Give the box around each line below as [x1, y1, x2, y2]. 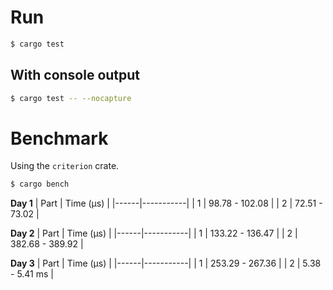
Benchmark [10, 127, 109, 150]
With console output [10, 67, 141, 84]
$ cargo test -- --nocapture [10, 93, 132, 103]
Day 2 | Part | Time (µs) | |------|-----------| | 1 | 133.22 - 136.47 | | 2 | [10, 227, 298, 240]
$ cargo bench [10, 179, 70, 190]
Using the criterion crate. [10, 160, 120, 172]
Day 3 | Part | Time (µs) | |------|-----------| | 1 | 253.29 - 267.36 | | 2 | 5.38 [10, 257, 322, 270]
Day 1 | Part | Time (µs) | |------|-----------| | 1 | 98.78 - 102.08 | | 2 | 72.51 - [10, 197, 323, 210]
